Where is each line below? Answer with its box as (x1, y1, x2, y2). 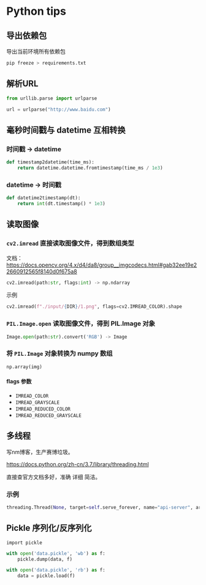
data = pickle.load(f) (17, 573, 75, 579)
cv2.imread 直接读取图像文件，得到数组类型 (6, 239, 134, 248)
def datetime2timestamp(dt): (6, 195, 81, 201)
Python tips (6, 4, 66, 18)
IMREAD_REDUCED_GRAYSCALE (15, 412, 82, 418)
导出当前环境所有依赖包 (6, 48, 66, 55)
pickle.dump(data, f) (17, 556, 72, 562)
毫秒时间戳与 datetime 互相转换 (6, 125, 126, 135)
